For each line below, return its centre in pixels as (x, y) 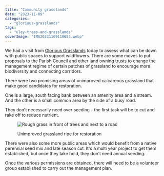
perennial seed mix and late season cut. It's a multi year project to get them (81, 148)
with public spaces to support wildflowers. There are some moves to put (78, 55)
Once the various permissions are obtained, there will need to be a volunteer (82, 163)
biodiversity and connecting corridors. (43, 71)
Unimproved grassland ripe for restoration (59, 134)
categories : (17, 18)
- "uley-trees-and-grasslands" (41, 32)
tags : (10, 28)
